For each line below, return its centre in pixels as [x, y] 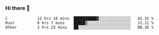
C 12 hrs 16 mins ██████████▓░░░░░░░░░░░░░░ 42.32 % [79, 19]
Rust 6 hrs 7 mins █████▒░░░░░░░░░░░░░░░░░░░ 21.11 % [79, 23]
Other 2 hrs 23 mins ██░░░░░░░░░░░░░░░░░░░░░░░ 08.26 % [79, 27]
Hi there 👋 [18, 8]
